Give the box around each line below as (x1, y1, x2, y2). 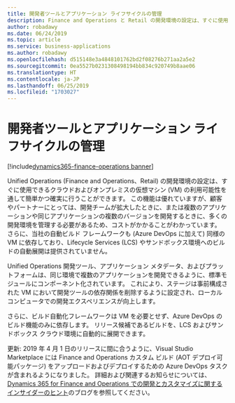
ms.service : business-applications (7, 43, 111, 50)
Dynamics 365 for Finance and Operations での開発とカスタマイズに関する (7, 380, 222, 388)
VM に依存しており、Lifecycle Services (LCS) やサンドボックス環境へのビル (7, 238, 225, 246)
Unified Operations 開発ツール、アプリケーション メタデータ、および (7, 262, 206, 270)
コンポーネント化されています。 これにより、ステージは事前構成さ (37, 279, 229, 288)
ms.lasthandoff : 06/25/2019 (7, 82, 90, 89)
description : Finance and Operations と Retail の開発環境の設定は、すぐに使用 (7, 17, 229, 24)
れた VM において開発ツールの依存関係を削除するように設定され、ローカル (7, 289, 222, 297)
